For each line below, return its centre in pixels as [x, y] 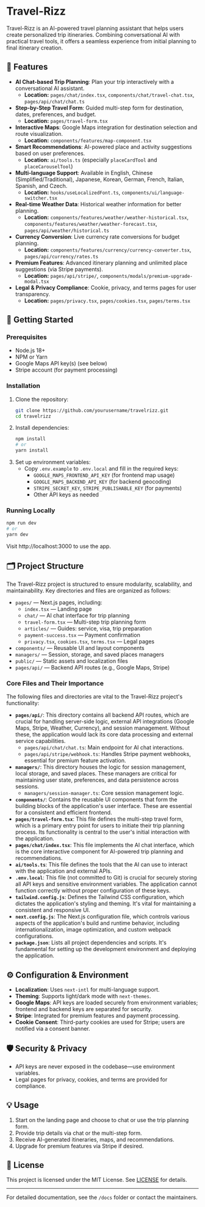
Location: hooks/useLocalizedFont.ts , [72, 192]
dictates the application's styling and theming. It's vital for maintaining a [106, 903]
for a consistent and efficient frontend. [63, 813]
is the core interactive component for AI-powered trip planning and [99, 851]
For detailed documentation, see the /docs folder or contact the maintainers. [102, 1197]
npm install [30, 439]
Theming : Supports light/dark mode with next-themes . [83, 996]
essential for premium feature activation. [75, 761]
